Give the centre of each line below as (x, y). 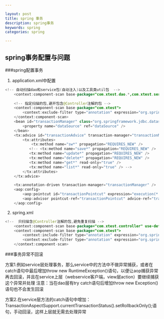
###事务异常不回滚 (24, 254)
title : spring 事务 (24, 18)
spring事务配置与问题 (38, 57)
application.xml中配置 (34, 80)
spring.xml (23, 212)
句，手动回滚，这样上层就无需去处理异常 (46, 312)
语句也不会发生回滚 (24, 289)
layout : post (18, 14)
